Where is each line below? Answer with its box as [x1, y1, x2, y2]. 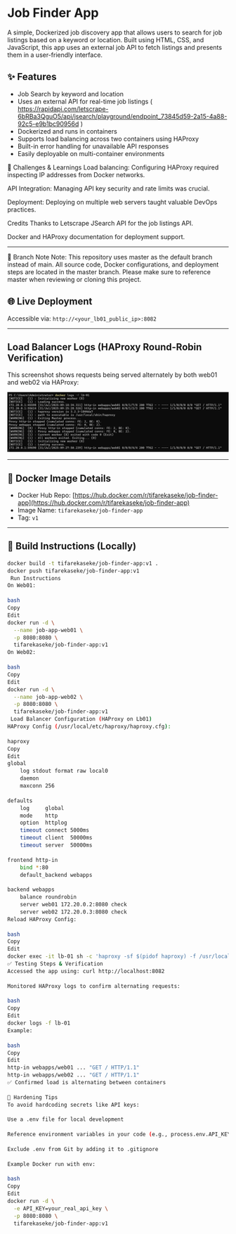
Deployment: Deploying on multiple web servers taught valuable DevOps [7, 198, 218, 206]
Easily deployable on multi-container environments [17, 149, 165, 158]
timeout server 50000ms [20, 842, 93, 849]
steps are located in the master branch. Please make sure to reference [7, 267, 211, 276]
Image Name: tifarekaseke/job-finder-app [17, 506, 143, 515]
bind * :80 [20, 863, 49, 871]
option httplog [20, 819, 68, 827]
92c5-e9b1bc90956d [17, 120, 79, 128]
